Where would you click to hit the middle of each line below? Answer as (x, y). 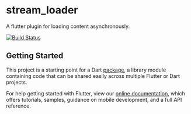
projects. (17, 82)
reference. (18, 106)
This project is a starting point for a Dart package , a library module (86, 70)
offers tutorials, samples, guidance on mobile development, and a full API (94, 99)
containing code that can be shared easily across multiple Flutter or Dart (93, 76)
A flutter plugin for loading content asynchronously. (68, 26)
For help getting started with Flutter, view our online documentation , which (96, 93)
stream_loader (42, 10)
